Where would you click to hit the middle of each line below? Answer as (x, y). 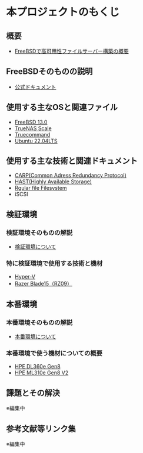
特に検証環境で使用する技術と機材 (54, 264)
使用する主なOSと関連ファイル (62, 107)
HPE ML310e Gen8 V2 (41, 373)
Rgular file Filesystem (41, 188)
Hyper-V (25, 277)
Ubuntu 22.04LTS (36, 141)
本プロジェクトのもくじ (63, 12)
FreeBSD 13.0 (31, 122)
